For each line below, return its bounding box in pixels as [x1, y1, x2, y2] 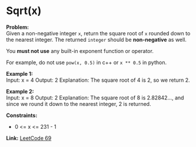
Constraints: [6, 112, 38, 119]
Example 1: [6, 70, 34, 77]
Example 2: [6, 88, 34, 95]
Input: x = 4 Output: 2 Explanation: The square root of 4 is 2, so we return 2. [6, 76, 190, 83]
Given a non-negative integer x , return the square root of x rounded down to [6, 29, 191, 36]
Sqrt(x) [6, 4, 42, 18]
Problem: [6, 24, 29, 31]
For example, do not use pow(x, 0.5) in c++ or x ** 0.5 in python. [6, 59, 167, 66]
